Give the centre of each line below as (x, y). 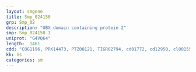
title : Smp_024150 (28, 17)
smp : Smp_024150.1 (28, 33)
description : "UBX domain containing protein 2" (66, 28)
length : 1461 (23, 44)
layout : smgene (24, 11)
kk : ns (14, 55)
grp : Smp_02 (20, 22)
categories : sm (24, 60)
